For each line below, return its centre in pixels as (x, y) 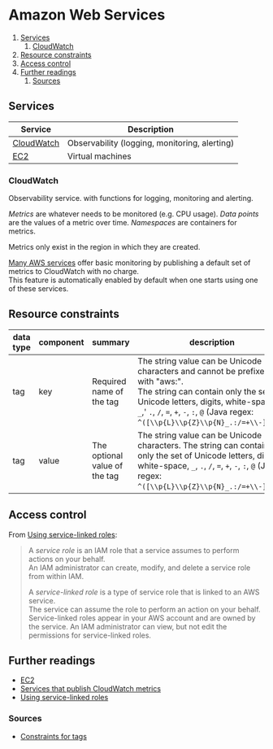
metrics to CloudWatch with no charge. (74, 272)
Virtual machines (100, 156)
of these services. (39, 289)
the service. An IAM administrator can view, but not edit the (128, 626)
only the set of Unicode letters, (197, 455)
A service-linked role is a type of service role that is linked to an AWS (144, 592)
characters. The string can (188, 445)
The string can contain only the (197, 391)
